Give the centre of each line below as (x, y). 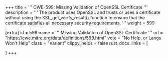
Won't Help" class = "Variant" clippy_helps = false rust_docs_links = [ (77, 43)
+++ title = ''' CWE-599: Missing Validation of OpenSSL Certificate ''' (76, 7)
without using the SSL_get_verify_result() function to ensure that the (75, 18)
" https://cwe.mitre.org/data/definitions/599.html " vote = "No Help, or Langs (83, 38)
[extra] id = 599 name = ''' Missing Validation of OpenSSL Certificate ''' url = (84, 32)
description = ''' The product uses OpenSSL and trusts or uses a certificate (83, 12)
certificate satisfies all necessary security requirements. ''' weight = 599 (80, 23)
